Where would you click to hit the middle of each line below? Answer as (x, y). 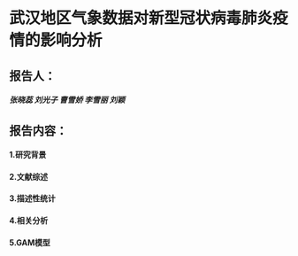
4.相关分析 (29, 220)
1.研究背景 (28, 155)
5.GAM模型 (30, 242)
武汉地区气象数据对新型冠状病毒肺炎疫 (149, 18)
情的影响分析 (56, 40)
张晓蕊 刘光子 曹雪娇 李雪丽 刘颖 (67, 100)
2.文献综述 (29, 176)
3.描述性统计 (32, 198)
